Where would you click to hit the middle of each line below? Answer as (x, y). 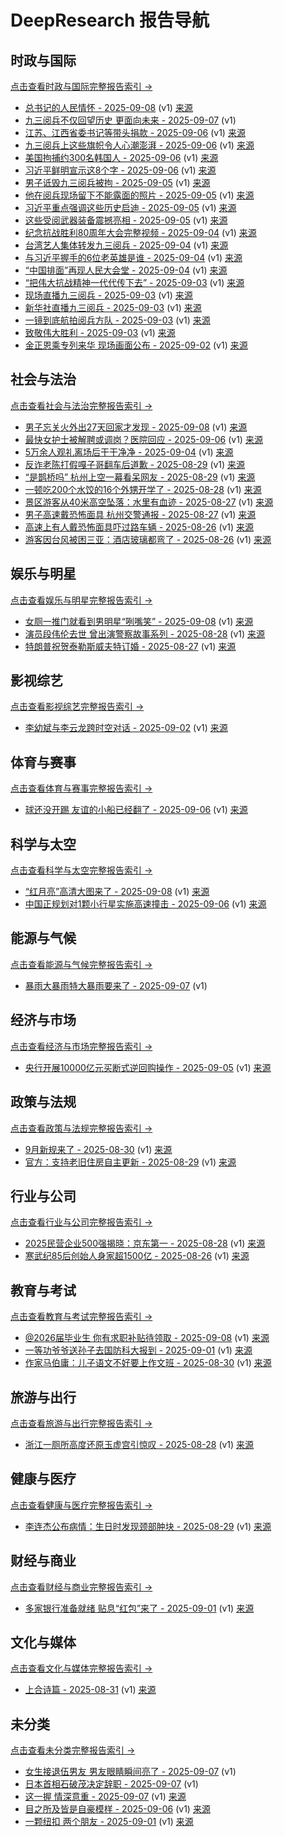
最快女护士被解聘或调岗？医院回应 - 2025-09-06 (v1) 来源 (143, 439)
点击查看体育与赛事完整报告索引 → (81, 788)
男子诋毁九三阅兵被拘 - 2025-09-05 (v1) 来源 (117, 182)
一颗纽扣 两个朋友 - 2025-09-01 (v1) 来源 (109, 1822)
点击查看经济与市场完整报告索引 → (81, 1046)
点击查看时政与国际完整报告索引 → (81, 86)
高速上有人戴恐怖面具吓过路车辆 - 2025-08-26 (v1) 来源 (139, 527)
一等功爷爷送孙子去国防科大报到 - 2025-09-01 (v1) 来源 (138, 1350)
